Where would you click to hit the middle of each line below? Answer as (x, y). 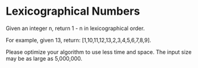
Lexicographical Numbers (73, 11)
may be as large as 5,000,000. (44, 58)
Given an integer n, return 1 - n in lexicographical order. (75, 28)
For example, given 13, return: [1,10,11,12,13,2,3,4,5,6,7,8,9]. (78, 40)
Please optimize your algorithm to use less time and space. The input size (99, 52)
